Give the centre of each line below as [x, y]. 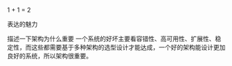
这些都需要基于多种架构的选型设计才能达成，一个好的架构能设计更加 [128, 47]
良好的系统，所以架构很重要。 [50, 56]
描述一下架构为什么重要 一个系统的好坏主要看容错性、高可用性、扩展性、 [111, 38]
